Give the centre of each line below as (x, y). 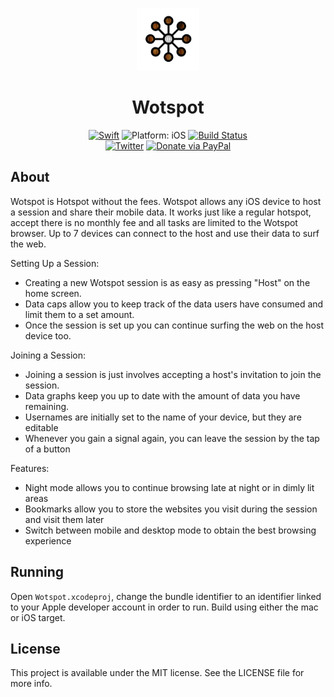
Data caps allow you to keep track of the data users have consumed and (174, 304)
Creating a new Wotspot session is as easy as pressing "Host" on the (167, 282)
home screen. (53, 293)
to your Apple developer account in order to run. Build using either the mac (164, 607)
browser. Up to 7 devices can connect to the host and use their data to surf (165, 233)
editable (41, 427)
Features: (30, 468)
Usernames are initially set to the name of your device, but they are (163, 417)
